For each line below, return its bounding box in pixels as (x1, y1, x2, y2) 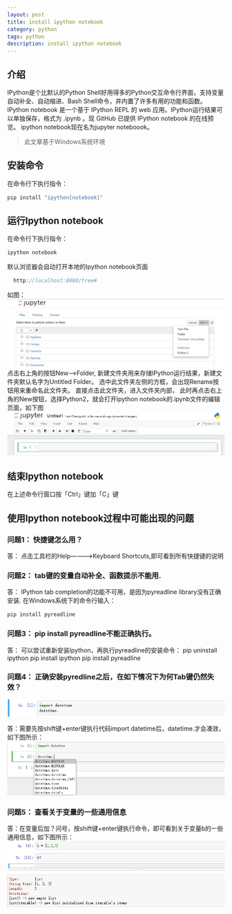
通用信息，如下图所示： (7, 833, 74, 841)
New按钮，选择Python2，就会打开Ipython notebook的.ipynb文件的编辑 (19, 394, 221, 403)
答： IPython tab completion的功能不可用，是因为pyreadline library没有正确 (7, 588, 222, 596)
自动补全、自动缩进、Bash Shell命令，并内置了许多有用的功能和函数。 (7, 97, 206, 105)
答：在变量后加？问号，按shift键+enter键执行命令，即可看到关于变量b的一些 (7, 824, 224, 832)
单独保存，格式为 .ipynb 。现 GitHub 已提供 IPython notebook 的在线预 (12, 114, 214, 122)
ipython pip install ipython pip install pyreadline (7, 654, 142, 662)
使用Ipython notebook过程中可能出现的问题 (7, 512, 195, 524)
